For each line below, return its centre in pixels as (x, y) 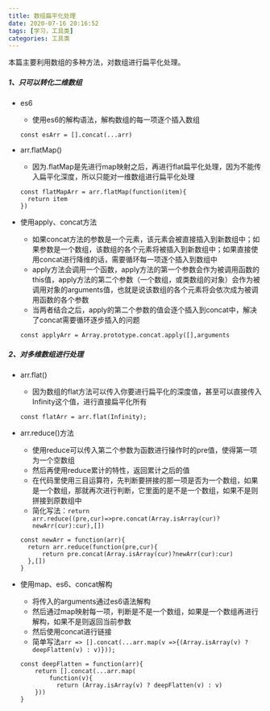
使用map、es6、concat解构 (66, 584)
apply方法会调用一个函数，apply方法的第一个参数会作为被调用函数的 (146, 270)
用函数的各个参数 (60, 300)
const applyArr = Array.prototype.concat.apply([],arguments (125, 336)
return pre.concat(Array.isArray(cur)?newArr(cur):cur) (137, 554)
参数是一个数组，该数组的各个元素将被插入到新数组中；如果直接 (145, 249)
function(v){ (71, 679)
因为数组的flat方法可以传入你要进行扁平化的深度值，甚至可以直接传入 (147, 391)
